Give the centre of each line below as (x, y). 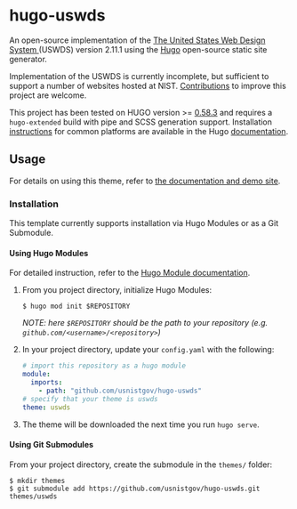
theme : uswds (46, 407)
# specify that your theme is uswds (90, 399)
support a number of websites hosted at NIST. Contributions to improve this (148, 85)
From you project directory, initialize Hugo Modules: (117, 290)
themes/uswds (33, 496)
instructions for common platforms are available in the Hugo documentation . (149, 131)
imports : (47, 383)
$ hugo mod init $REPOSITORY (76, 307)
